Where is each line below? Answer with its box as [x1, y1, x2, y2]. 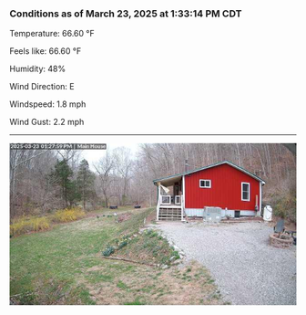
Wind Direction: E [9, 81, 75, 92]
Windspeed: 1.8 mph [9, 99, 87, 110]
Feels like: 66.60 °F [9, 46, 82, 57]
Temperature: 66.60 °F [9, 28, 95, 39]
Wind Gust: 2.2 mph [9, 117, 85, 128]
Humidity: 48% [9, 63, 66, 75]
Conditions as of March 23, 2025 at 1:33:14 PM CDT [9, 7, 242, 20]
